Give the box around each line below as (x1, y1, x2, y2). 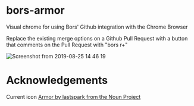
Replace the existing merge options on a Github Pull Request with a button (6, 35, 188, 42)
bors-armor (6, 4, 65, 17)
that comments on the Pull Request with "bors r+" (6, 41, 128, 48)
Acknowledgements (6, 74, 108, 87)
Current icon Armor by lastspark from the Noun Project (6, 93, 141, 100)
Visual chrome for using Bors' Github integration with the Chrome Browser (6, 23, 189, 30)
